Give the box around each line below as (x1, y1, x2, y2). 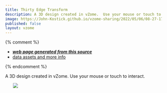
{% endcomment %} (5, 64, 47, 70)
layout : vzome (5, 26, 35, 31)
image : (5, 16, 19, 21)
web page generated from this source (12, 49, 92, 55)
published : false (5, 21, 41, 26)
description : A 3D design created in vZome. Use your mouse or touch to (5, 12, 162, 17)
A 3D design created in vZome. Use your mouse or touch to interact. (5, 73, 145, 79)
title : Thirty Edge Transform (5, 7, 68, 12)
